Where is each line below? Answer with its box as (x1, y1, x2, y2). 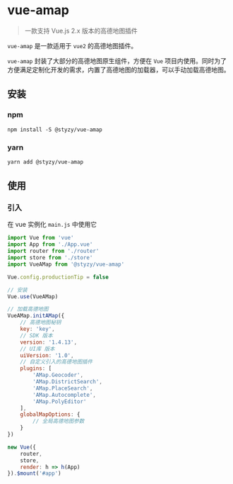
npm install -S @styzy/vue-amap (7, 126, 102, 133)
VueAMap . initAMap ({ (7, 313, 65, 320)
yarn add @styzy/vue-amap (7, 158, 83, 165)
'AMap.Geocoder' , (32, 371, 83, 379)
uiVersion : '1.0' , (20, 351, 74, 359)
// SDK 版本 (20, 332, 53, 339)
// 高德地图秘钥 (20, 319, 61, 326)
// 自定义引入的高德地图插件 (20, 359, 93, 366)
